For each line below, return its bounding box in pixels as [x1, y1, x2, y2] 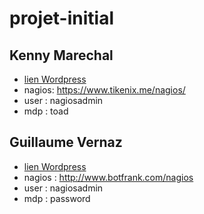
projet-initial [9, 7, 114, 30]
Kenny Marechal [9, 47, 114, 64]
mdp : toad [23, 105, 69, 117]
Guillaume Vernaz [9, 134, 123, 151]
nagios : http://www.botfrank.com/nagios [23, 171, 194, 183]
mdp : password [23, 192, 91, 204]
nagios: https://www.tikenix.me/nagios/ [23, 84, 186, 96]
